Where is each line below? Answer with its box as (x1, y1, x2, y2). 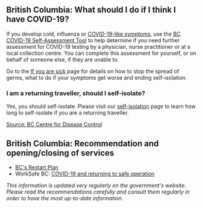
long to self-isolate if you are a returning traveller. (6, 109, 129, 116)
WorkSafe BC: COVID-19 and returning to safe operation (14, 170, 155, 177)
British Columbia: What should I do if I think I (6, 5, 176, 15)
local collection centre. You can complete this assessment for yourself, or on (6, 49, 197, 57)
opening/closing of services (6, 148, 115, 158)
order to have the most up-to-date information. (6, 194, 124, 201)
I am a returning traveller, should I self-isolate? (6, 89, 146, 97)
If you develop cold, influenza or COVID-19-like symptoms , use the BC (6, 30, 181, 37)
